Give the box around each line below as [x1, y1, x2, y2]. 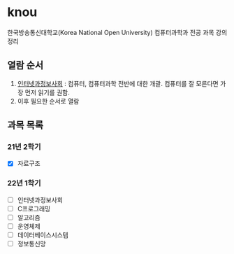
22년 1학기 [7, 178, 41, 188]
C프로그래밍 [17, 204, 51, 213]
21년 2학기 [7, 142, 41, 152]
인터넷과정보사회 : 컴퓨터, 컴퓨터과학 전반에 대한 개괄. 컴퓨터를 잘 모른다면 [17, 79, 219, 87]
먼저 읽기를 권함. [24, 88, 70, 97]
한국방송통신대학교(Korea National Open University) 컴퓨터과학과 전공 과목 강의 [7, 28, 228, 36]
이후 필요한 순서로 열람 [17, 97, 80, 105]
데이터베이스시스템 [17, 231, 68, 239]
